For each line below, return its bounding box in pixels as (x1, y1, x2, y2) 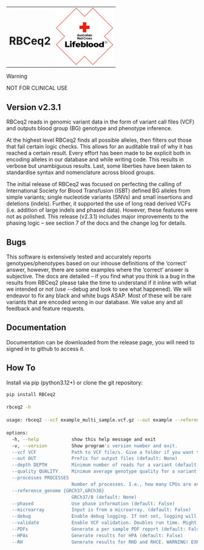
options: (6, 430, 29, 436)
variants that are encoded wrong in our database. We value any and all (6, 299, 183, 306)
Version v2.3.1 (6, 102, 61, 113)
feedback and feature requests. (6, 305, 85, 312)
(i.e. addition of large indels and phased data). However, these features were (6, 206, 198, 214)
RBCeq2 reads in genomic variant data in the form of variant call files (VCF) (6, 118, 195, 125)
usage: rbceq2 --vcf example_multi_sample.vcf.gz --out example (6, 417, 172, 423)
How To (6, 363, 36, 373)
